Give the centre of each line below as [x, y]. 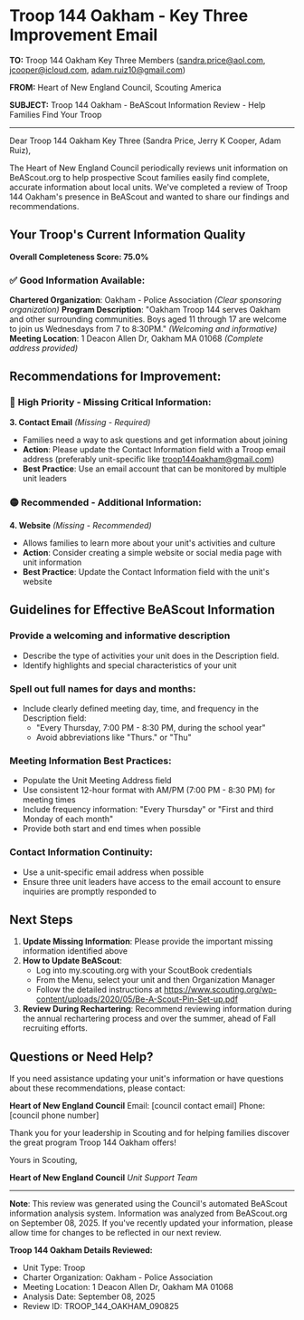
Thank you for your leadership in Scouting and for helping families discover [150, 1133]
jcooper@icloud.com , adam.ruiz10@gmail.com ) [98, 70]
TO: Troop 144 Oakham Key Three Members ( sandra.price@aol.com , [138, 60]
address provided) [44, 348]
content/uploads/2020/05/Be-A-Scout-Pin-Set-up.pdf [137, 999]
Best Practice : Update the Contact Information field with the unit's [146, 572]
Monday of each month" [68, 819]
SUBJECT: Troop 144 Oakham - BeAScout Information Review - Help [138, 104]
